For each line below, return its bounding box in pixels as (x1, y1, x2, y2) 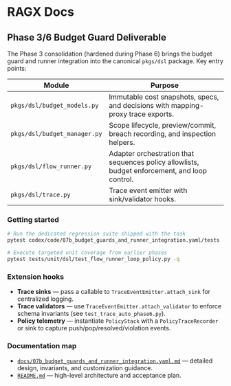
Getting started (7, 214, 60, 224)
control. (109, 174, 134, 184)
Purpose (150, 80, 179, 90)
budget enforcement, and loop (109, 166, 208, 175)
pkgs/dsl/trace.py (10, 191, 71, 198)
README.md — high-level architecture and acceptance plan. (16, 372, 181, 380)
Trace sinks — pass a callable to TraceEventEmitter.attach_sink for (16, 288, 211, 296)
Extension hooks (7, 272, 65, 282)
